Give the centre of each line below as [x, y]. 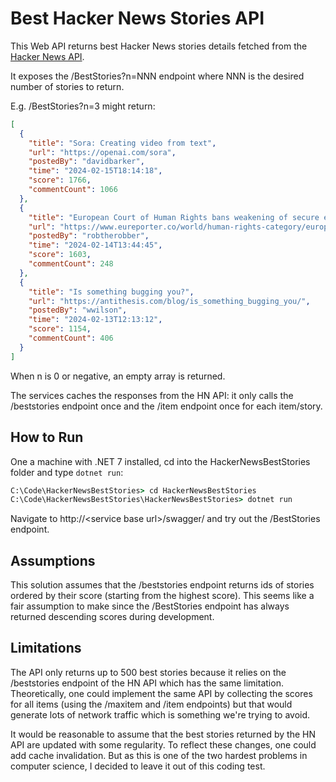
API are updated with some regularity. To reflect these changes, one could [163, 744]
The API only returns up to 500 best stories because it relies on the [148, 672]
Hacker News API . [47, 56]
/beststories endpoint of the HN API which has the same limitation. [147, 683]
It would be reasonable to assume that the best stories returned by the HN [163, 734]
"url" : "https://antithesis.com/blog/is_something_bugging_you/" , [169, 301]
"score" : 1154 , [60, 329]
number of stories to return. [67, 86]
